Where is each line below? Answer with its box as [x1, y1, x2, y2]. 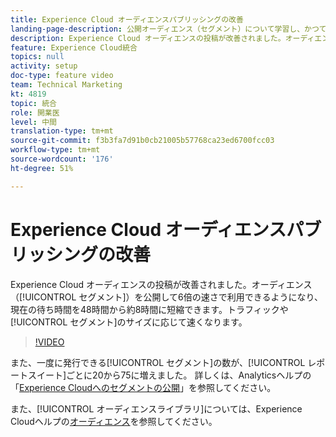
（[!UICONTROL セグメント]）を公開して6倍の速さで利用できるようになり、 [10, 291, 323, 303]
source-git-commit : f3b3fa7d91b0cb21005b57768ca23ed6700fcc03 [10, 136, 275, 146]
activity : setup [10, 61, 78, 71]
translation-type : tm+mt [10, 126, 114, 136]
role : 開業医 [10, 107, 60, 118]
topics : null [10, 52, 65, 62]
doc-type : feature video [10, 71, 114, 81]
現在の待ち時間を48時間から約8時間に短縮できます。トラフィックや [10, 303, 289, 315]
